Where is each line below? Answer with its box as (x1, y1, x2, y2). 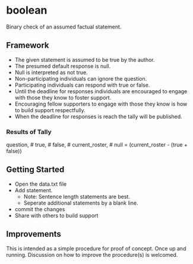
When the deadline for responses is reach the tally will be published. (14, 113, 182, 120)
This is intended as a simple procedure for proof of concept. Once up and (6, 244, 186, 252)
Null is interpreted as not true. (14, 69, 88, 76)
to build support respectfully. (14, 106, 86, 113)
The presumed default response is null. (14, 62, 111, 69)
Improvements (6, 229, 61, 239)
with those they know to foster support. (14, 94, 112, 101)
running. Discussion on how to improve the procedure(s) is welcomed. (6, 251, 178, 258)
